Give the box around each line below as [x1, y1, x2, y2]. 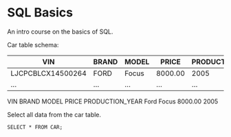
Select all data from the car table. [7, 110, 102, 119]
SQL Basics [7, 5, 74, 21]
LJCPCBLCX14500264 [10, 68, 87, 78]
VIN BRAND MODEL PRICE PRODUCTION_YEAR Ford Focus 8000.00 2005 [7, 97, 219, 105]
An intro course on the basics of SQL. [7, 27, 113, 36]
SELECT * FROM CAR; [7, 123, 63, 131]
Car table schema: [7, 40, 59, 49]
